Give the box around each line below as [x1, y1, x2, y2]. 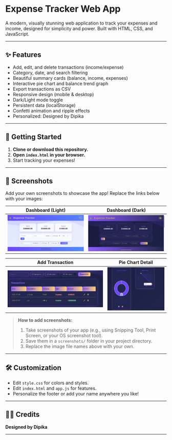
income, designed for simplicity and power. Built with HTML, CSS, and [5, 25, 153, 31]
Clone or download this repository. [12, 146, 89, 152]
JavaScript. [5, 31, 30, 37]
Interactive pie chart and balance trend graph [12, 80, 109, 86]
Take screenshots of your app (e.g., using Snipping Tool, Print [25, 327, 156, 333]
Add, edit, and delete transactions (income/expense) [12, 64, 124, 70]
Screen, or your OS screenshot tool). [25, 332, 103, 338]
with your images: [5, 195, 43, 202]
